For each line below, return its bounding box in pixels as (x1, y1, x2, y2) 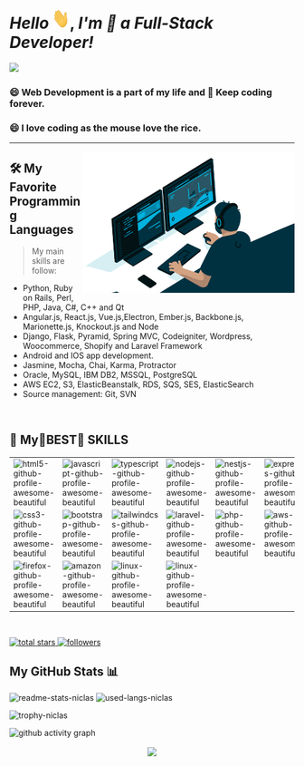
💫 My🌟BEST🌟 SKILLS (9, 432, 129, 448)
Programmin (9, 193, 81, 208)
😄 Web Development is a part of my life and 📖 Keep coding (9, 85, 273, 98)
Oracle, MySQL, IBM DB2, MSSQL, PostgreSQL (22, 369, 198, 380)
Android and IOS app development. (22, 350, 154, 361)
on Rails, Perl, (22, 292, 74, 303)
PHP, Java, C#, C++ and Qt (22, 302, 125, 313)
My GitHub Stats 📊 (9, 664, 119, 679)
